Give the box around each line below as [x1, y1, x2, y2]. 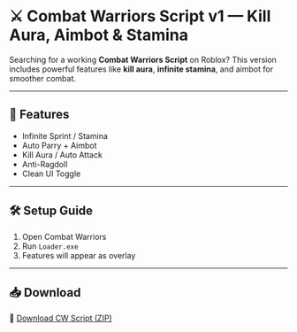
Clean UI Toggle [21, 168, 81, 179]
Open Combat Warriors [21, 231, 107, 242]
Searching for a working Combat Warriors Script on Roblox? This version [9, 54, 277, 65]
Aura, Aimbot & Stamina [9, 25, 188, 45]
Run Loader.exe [21, 241, 79, 251]
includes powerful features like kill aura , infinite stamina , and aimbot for [9, 64, 274, 74]
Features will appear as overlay [21, 250, 136, 260]
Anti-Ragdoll [21, 158, 68, 169]
